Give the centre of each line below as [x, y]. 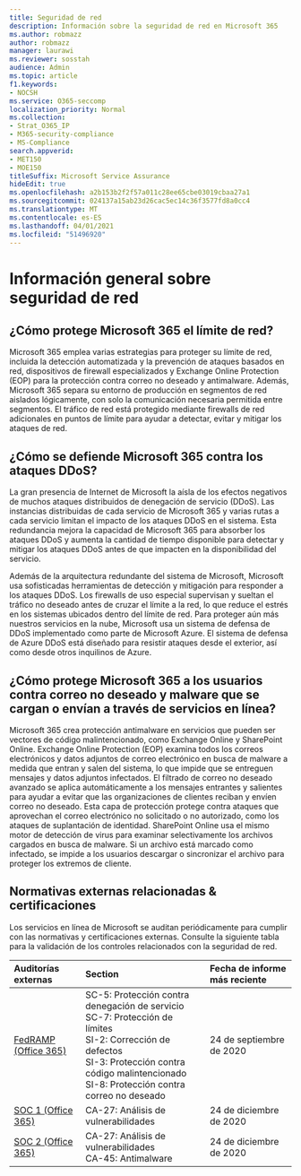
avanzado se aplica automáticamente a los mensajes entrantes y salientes [146, 787]
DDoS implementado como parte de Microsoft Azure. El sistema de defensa [149, 634]
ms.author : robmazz [46, 34]
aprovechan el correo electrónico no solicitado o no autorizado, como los [144, 816]
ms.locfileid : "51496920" [57, 234]
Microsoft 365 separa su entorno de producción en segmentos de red [138, 390]
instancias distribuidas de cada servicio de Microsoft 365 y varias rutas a [144, 511]
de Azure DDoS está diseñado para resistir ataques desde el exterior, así [143, 643]
